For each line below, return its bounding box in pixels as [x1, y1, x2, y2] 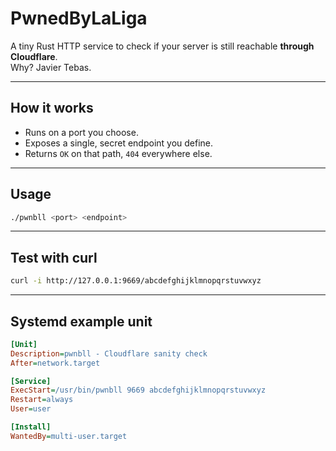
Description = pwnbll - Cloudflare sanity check [10, 348, 208, 359]
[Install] [10, 422, 52, 432]
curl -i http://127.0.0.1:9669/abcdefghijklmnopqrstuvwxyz [10, 276, 262, 286]
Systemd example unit [10, 313, 153, 330]
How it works [10, 100, 94, 117]
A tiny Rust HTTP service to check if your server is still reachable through [10, 40, 315, 52]
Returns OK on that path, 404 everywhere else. [24, 147, 213, 159]
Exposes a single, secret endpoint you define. [24, 137, 214, 149]
